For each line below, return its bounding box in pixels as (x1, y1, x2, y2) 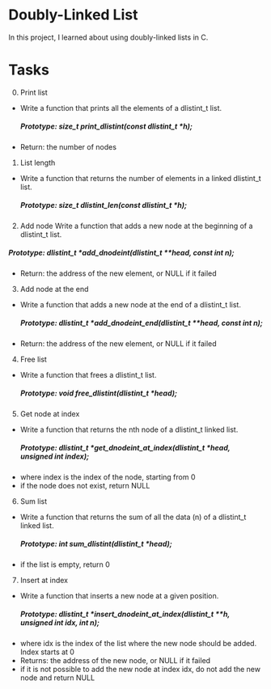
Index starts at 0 (19, 647, 75, 657)
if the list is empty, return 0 (19, 560, 111, 569)
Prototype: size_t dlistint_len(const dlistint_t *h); (19, 201, 188, 210)
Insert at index (19, 575, 69, 585)
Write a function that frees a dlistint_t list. (19, 370, 157, 379)
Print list (19, 87, 49, 97)
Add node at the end (19, 284, 89, 294)
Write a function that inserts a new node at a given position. (19, 590, 219, 600)
